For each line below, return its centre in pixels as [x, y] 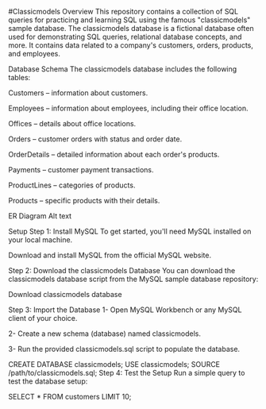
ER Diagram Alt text [40, 216]
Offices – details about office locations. [72, 123]
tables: [19, 77]
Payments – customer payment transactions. [81, 170]
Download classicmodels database [65, 294]
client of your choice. [43, 318]
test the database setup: [48, 381]
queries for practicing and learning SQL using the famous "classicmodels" [129, 20]
